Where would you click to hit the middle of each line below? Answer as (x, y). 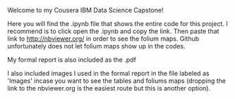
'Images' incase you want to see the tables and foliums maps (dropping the (116, 81)
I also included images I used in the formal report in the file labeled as (108, 73)
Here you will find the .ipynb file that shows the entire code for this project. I (117, 24)
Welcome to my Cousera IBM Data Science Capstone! (85, 10)
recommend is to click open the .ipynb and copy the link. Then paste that (113, 31)
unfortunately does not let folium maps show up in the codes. (96, 46)
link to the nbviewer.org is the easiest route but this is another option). (109, 88)
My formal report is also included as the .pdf (72, 60)
